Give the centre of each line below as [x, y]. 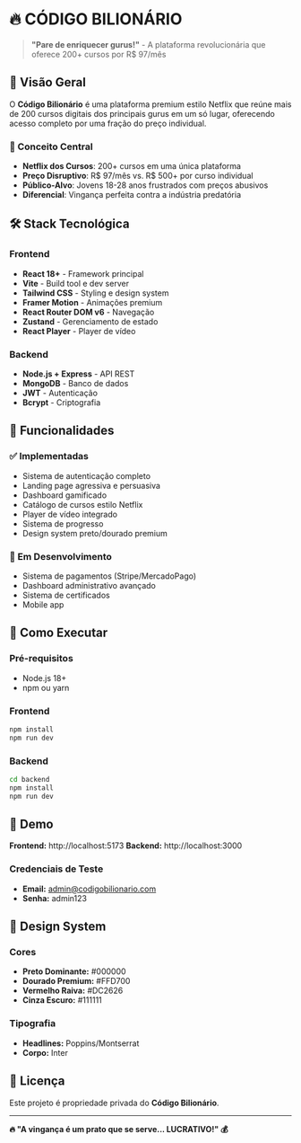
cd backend [30, 780]
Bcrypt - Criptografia [61, 403]
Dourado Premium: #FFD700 [76, 981]
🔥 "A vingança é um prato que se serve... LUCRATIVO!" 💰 [119, 1129]
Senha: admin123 [55, 898]
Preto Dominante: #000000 [74, 971]
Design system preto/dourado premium [95, 533]
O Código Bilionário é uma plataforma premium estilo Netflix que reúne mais [150, 104]
